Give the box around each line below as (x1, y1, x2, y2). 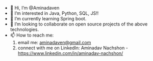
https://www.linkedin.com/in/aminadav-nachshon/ (17, 50, 123, 56)
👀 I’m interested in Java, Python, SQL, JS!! (10, 10, 99, 16)
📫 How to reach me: (10, 32, 54, 38)
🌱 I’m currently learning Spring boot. (10, 16, 87, 21)
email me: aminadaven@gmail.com (17, 40, 91, 45)
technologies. (10, 26, 39, 33)
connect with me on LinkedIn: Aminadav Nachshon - (17, 45, 129, 51)
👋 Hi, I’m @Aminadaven (10, 5, 60, 11)
